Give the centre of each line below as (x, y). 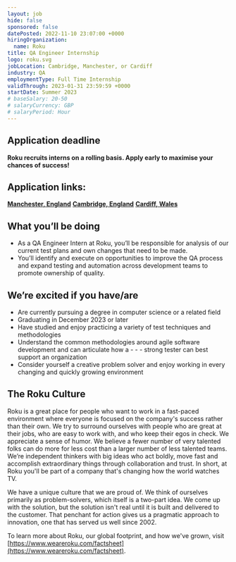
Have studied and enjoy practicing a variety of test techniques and (114, 327)
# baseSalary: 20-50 (38, 99)
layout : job (25, 14)
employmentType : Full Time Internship (64, 79)
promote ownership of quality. (61, 273)
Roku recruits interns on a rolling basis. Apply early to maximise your (110, 157)
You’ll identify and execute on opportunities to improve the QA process (120, 258)
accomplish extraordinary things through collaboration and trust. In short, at (117, 463)
